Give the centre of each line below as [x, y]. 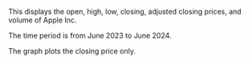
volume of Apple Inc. [43, 20]
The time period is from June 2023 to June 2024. [90, 36]
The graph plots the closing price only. [72, 51]
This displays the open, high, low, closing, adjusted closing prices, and [125, 12]
